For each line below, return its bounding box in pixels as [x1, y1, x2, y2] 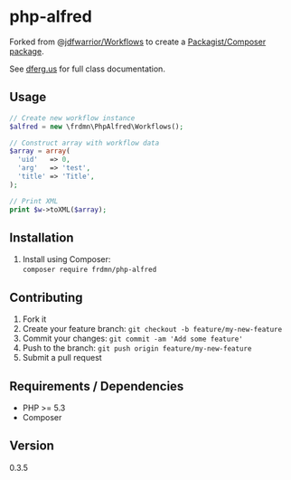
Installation [9, 230, 74, 245]
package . [9, 45, 44, 56]
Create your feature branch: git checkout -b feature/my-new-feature [22, 324, 283, 334]
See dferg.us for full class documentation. [9, 63, 165, 74]
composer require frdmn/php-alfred [22, 265, 157, 275]
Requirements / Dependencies [9, 378, 184, 394]
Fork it [22, 314, 47, 325]
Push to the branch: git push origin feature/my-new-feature [22, 343, 252, 353]
